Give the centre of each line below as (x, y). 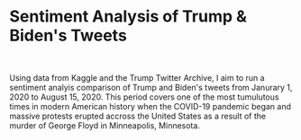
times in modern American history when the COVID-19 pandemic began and (150, 106)
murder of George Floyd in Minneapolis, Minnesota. (105, 125)
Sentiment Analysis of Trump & (128, 17)
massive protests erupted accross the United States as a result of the (138, 116)
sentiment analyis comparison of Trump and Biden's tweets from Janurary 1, (151, 87)
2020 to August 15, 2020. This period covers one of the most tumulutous (144, 97)
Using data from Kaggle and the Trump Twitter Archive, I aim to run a (137, 77)
